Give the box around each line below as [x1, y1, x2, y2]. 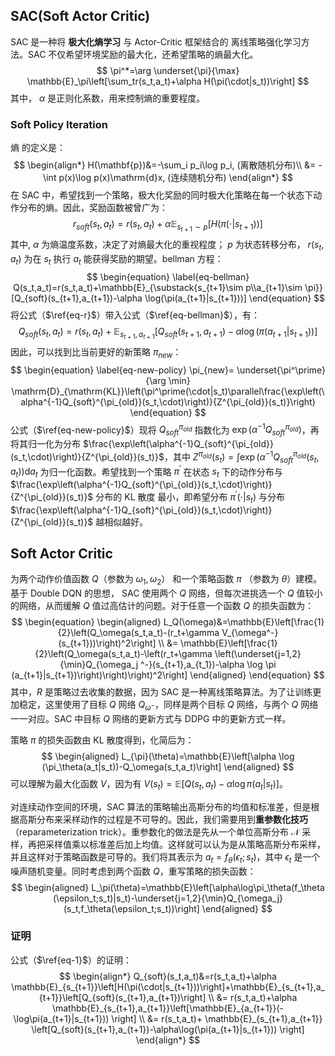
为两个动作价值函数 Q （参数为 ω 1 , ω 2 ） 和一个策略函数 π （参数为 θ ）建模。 [10, 573, 323, 588]
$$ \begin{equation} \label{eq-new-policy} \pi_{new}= [10, 364, 235, 376]
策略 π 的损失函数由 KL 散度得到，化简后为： [10, 734, 195, 746]
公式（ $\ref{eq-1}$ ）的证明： [10, 954, 133, 966]
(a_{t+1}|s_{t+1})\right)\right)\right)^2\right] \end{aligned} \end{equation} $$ [11, 669, 325, 681]
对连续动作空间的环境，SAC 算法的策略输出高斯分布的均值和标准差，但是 [10, 800, 312, 813]
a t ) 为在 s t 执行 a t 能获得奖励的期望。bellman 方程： [10, 253, 224, 267]
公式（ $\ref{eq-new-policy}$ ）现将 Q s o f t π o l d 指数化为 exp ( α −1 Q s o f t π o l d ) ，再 [10, 422, 320, 438]
